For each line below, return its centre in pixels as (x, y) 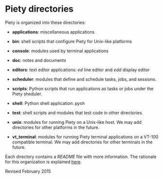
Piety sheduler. (27, 94)
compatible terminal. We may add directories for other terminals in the (82, 142)
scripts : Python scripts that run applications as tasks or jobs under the (83, 88)
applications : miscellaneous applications (53, 32)
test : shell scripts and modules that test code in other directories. (78, 113)
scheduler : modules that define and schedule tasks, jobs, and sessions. (84, 79)
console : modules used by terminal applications (60, 51)
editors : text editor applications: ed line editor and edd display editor (81, 70)
